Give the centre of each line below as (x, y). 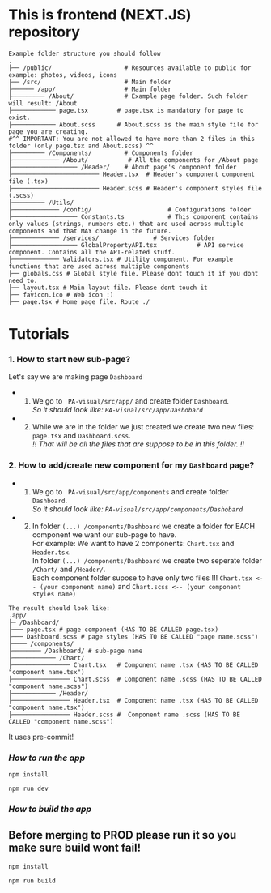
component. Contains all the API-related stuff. (92, 252)
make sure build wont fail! (75, 848)
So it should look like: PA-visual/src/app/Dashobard (118, 410)
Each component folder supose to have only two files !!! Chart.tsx (142, 578)
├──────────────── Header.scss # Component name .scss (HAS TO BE (125, 715)
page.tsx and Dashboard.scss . (81, 436)
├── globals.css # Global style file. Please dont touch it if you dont (133, 273)
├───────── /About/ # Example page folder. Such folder (128, 96)
